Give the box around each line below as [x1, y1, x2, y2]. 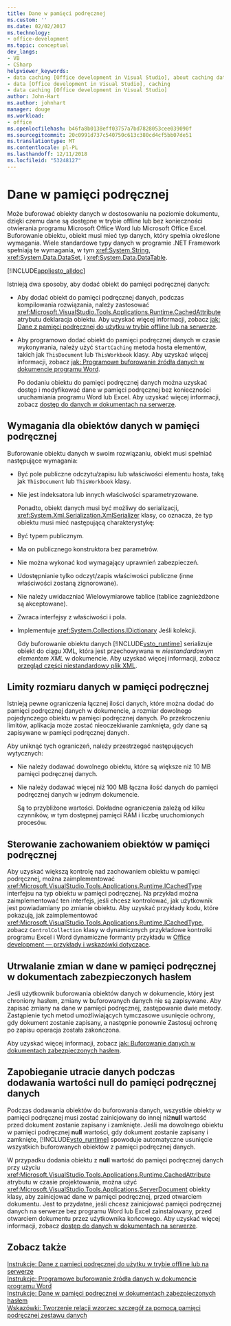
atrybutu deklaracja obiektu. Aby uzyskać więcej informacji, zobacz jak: [16, 315, 221, 323]
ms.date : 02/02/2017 [7, 23, 67, 30]
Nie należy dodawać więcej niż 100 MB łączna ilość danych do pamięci [16, 783, 219, 791]
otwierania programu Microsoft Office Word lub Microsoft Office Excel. [7, 224, 208, 232]
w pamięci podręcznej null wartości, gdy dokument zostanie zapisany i [7, 1128, 208, 1136]
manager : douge [7, 106, 51, 113]
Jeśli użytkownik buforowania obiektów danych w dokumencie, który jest [7, 989, 214, 997]
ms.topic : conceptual [7, 42, 69, 49]
